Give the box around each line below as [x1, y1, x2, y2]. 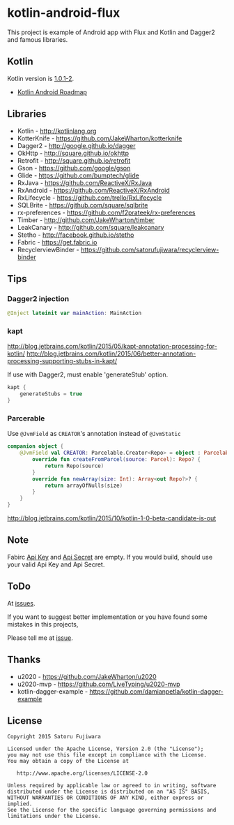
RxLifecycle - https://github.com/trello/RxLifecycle [17, 194, 162, 202]
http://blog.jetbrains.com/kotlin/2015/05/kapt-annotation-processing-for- [7, 342, 217, 351]
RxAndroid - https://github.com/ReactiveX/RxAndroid [17, 186, 171, 194]
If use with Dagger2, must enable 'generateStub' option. [7, 370, 169, 379]
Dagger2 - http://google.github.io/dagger [17, 141, 136, 149]
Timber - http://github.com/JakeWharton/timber [17, 215, 155, 224]
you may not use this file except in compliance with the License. [7, 752, 208, 759]
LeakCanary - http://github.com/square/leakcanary [17, 223, 164, 231]
